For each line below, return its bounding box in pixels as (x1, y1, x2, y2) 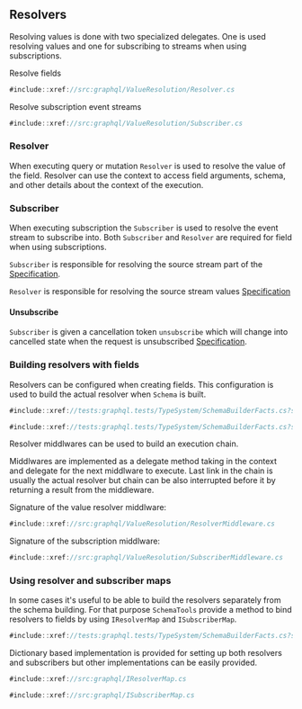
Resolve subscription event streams (9, 101, 142, 112)
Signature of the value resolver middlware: (9, 502, 167, 513)
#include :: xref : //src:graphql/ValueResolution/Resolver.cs (9, 85, 235, 94)
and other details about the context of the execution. (9, 179, 204, 190)
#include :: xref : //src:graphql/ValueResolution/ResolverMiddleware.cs (9, 519, 276, 529)
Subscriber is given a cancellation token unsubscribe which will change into (9, 327, 289, 337)
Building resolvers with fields (9, 359, 139, 372)
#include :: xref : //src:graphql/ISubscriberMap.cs (9, 691, 195, 700)
